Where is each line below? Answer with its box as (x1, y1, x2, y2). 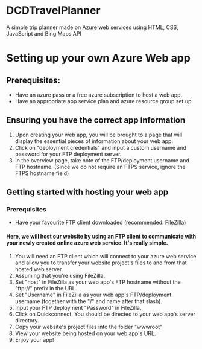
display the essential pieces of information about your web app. (14, 137, 174, 145)
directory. (14, 316, 39, 324)
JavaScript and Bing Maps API (6, 30, 81, 37)
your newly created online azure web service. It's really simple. (6, 239, 168, 246)
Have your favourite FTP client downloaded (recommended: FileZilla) (14, 219, 186, 226)
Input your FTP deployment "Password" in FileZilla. (14, 304, 142, 311)
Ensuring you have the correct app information (6, 115, 186, 126)
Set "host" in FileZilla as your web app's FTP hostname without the (14, 278, 181, 286)
